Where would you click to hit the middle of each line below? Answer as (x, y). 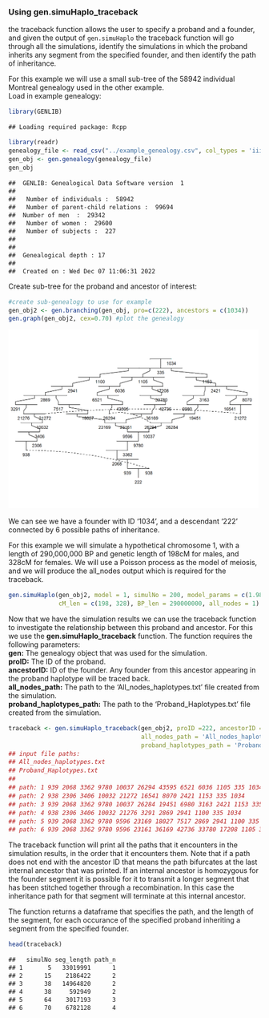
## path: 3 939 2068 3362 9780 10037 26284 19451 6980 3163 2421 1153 (128, 804)
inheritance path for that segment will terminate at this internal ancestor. (127, 896)
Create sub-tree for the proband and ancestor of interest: (103, 286)
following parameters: (44, 644)
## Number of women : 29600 (60, 223)
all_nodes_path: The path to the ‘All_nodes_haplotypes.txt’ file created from (134, 687)
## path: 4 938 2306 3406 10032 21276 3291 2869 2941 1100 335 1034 (125, 813)
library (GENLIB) (35, 112)
